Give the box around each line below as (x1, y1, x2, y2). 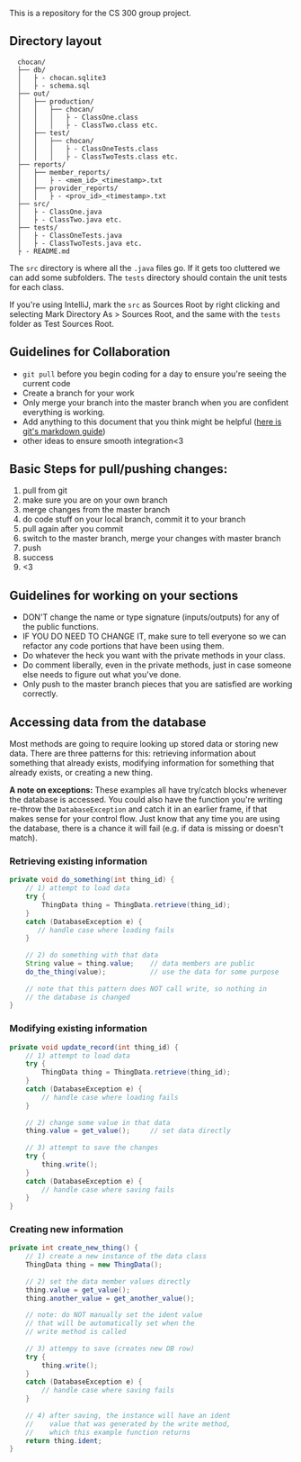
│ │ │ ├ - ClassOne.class (17, 113, 139, 122)
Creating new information (9, 1223, 124, 1236)
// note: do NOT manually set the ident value (25, 1311, 203, 1320)
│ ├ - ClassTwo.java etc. (17, 215, 123, 224)
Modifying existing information (9, 1022, 148, 1035)
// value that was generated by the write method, (25, 1419, 231, 1429)
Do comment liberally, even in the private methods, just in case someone (22, 659, 292, 670)
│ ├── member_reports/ (17, 168, 111, 177)
